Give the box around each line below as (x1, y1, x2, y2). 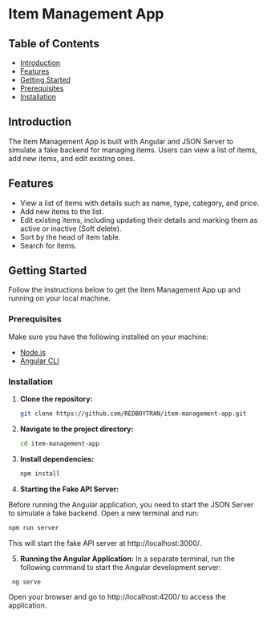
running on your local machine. (8, 293, 111, 303)
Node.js (19, 347, 47, 357)
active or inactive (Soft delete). (19, 224, 122, 233)
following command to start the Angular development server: (19, 562, 221, 572)
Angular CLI (19, 356, 59, 366)
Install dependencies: (19, 454, 95, 463)
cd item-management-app (19, 439, 100, 447)
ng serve (11, 578, 42, 586)
